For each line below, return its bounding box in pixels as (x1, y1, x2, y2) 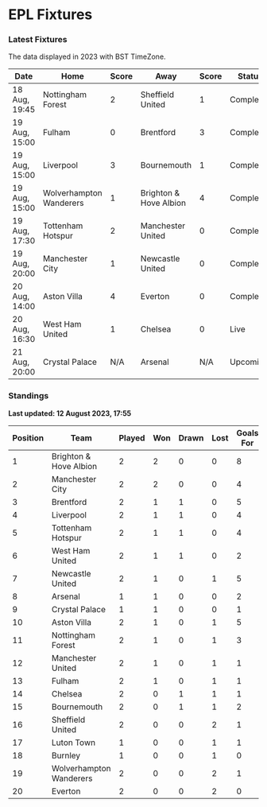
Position (12, 432, 44, 443)
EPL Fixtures (8, 6, 93, 24)
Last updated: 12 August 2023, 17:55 (8, 408, 132, 418)
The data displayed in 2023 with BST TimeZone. (8, 52, 166, 61)
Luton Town (51, 737, 96, 748)
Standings (8, 390, 49, 402)
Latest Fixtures (8, 34, 68, 45)
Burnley (51, 750, 81, 761)
